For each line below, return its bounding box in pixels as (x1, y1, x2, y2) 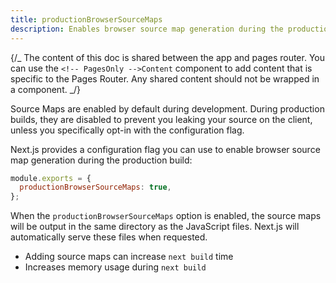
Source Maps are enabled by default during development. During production (10, 102, 325, 115)
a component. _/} (10, 83, 82, 95)
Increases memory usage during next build (24, 261, 207, 273)
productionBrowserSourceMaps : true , (19, 182, 172, 193)
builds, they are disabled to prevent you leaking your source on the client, (10, 113, 313, 125)
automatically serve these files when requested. (10, 231, 208, 243)
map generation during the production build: (10, 154, 193, 166)
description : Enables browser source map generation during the (10, 24, 284, 34)
